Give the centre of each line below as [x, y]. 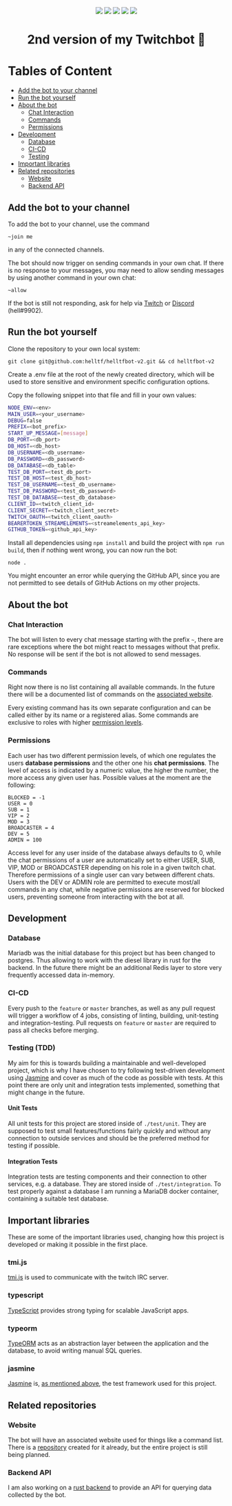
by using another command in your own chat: [72, 277]
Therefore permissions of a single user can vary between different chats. [112, 875]
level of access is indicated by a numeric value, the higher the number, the [113, 770]
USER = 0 [20, 803]
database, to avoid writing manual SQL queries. [75, 1351]
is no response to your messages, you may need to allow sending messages [116, 270]
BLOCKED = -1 [27, 797]
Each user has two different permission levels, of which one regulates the [112, 755]
